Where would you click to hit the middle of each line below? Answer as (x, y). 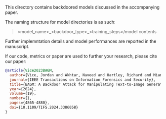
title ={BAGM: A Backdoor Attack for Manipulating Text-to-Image (77, 84)
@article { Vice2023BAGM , (30, 70)
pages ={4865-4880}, (30, 103)
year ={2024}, (23, 89)
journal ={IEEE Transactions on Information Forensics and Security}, (83, 80)
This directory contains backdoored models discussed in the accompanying (82, 7)
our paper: (16, 61)
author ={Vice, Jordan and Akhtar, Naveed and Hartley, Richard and (81, 75)
